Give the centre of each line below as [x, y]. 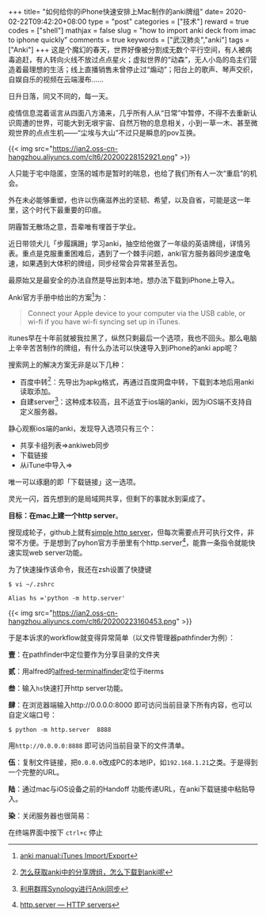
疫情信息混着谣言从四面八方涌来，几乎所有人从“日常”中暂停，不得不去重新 [129, 113]
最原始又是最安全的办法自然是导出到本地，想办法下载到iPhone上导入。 [123, 280]
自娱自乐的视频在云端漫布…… [56, 79]
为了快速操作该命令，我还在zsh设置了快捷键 [80, 569]
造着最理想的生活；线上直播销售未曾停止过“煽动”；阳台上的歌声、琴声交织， [133, 69]
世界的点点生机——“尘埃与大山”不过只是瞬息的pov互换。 [107, 133]
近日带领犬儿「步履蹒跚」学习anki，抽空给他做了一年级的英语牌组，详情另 [129, 243]
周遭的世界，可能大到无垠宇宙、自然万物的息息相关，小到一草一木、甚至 [133, 123]
